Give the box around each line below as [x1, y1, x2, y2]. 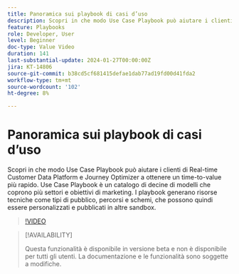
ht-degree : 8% [7, 90, 50, 97]
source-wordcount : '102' [7, 83, 81, 90]
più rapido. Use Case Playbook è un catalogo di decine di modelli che [7, 181, 211, 189]
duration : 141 [7, 51, 50, 58]
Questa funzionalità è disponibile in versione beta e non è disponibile [24, 245, 227, 253]
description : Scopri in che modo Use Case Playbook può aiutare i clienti [7, 17, 234, 24]
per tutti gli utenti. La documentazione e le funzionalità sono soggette [24, 252, 229, 260]
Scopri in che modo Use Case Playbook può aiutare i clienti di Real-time [7, 165, 218, 174]
